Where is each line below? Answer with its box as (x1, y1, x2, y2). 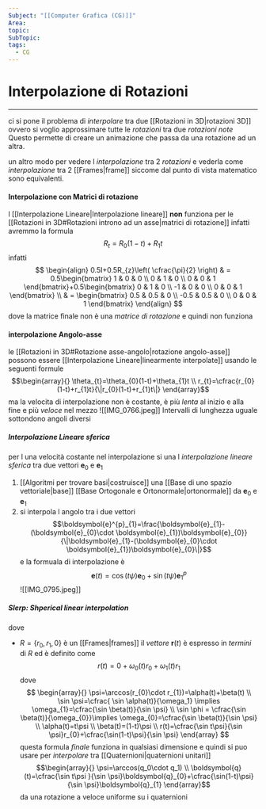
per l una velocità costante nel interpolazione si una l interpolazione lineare (8, 452, 253, 462)
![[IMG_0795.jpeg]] (19, 584, 82, 594)
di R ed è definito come (19, 648, 96, 658)
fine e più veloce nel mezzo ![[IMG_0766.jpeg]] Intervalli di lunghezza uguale (8, 406, 258, 415)
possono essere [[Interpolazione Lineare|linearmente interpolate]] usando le (8, 356, 257, 365)
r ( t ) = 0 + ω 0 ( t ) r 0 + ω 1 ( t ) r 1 (97, 661, 180, 672)
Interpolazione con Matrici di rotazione (8, 192, 139, 201)
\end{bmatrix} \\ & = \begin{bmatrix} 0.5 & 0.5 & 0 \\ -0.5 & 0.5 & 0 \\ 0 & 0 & (9, 290, 257, 300)
